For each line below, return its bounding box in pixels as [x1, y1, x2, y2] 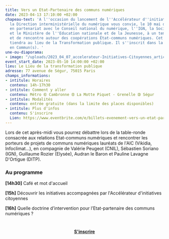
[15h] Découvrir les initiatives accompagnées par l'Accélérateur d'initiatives [5, 190, 162, 196]
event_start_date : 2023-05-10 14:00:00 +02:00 [5, 59, 105, 64]
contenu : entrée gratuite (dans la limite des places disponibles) [10, 102, 154, 107]
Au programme [5, 169, 43, 176]
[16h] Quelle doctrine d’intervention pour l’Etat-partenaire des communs [5, 205, 155, 211]
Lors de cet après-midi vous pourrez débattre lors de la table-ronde [5, 129, 146, 135]
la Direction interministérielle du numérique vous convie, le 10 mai [10, 21, 161, 27]
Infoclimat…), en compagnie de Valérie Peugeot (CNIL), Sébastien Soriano [5, 145, 159, 152]
